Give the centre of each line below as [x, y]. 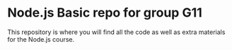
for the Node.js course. [41, 39]
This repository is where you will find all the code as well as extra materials [116, 32]
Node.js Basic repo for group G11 [105, 13]
